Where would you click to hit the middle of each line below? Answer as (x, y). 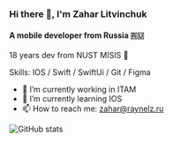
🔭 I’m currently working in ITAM (79, 90)
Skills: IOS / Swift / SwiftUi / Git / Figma (80, 72)
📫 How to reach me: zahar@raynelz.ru (93, 108)
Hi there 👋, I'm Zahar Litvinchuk (78, 14)
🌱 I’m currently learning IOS (72, 99)
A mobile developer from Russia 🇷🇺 (77, 35)
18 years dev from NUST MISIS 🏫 (69, 56)
